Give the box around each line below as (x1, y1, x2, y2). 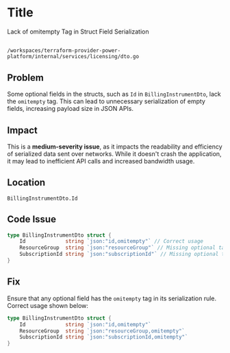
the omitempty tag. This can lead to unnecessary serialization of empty (7, 97, 205, 105)
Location (7, 176, 46, 189)
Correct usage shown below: (7, 301, 89, 309)
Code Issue (7, 213, 57, 225)
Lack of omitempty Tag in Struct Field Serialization (7, 27, 149, 36)
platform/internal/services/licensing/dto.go (7, 53, 139, 60)
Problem (7, 72, 44, 83)
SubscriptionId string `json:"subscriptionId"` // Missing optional (19, 251, 219, 258)
